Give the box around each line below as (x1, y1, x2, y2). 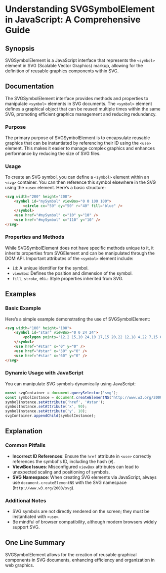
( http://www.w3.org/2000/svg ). (12, 484, 75, 491)
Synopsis (5, 44, 35, 52)
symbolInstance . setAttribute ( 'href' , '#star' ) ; (5, 400, 105, 405)
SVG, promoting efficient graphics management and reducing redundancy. (5, 111, 157, 117)
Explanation (5, 427, 43, 435)
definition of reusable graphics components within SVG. (5, 68, 119, 74)
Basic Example (5, 305, 41, 312)
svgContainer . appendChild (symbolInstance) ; (5, 414, 96, 418)
